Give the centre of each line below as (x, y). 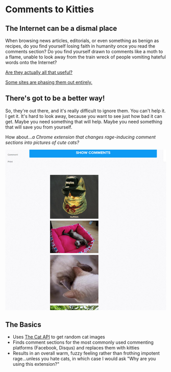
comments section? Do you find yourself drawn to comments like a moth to (84, 51)
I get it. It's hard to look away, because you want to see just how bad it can (84, 116)
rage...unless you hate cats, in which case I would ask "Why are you (84, 359)
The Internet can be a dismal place (61, 28)
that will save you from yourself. (39, 127)
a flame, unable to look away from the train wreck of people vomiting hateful (86, 57)
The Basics (23, 325)
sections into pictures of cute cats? (42, 142)
